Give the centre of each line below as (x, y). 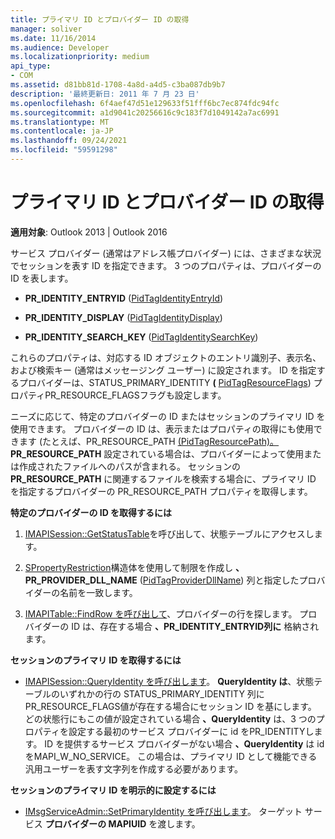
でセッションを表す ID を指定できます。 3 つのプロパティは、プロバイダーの (166, 265)
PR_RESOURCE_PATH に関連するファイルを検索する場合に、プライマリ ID (163, 478)
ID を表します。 (42, 278)
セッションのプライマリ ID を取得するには (96, 660)
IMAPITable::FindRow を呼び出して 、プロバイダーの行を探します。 (161, 613)
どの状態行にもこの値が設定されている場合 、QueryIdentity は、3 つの (170, 718)
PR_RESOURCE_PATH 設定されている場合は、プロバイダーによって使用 (157, 453)
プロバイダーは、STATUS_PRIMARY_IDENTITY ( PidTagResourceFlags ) (165, 382)
